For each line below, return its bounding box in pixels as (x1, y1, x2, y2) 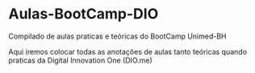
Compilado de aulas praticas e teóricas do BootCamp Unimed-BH (8, 31, 227, 41)
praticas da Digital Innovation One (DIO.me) (8, 55, 153, 65)
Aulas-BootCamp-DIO (8, 5, 159, 23)
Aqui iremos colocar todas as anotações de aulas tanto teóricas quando (8, 47, 248, 56)
